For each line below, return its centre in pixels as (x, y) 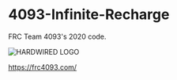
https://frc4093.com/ (43, 67)
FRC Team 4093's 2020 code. (57, 36)
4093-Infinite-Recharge (89, 15)
